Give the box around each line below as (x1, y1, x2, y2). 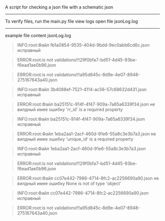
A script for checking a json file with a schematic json (5, 4, 113, 10)
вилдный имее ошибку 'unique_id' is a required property (17, 136, 134, 142)
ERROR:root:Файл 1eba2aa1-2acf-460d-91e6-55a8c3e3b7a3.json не (17, 131, 156, 137)
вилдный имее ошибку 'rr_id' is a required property (17, 107, 123, 112)
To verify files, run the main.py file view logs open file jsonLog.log (5, 18, 138, 24)
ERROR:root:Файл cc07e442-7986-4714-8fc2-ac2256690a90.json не (17, 175, 159, 181)
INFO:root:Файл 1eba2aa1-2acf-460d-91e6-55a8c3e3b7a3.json (17, 146, 146, 151)
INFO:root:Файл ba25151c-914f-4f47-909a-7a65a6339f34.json (17, 116, 145, 122)
